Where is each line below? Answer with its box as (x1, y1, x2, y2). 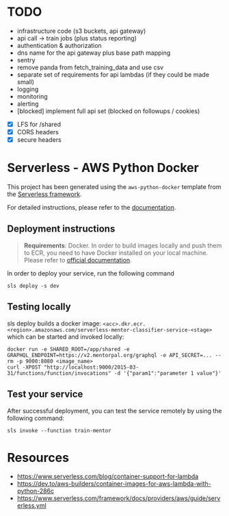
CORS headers (16, 128, 59, 136)
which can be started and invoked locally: (7, 332, 124, 341)
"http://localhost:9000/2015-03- (43, 364, 139, 371)
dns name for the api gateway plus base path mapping (16, 49, 171, 57)
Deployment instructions (7, 223, 116, 235)
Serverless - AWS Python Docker (7, 160, 200, 175)
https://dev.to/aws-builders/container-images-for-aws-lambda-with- (16, 480, 211, 488)
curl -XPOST (7, 364, 41, 371)
